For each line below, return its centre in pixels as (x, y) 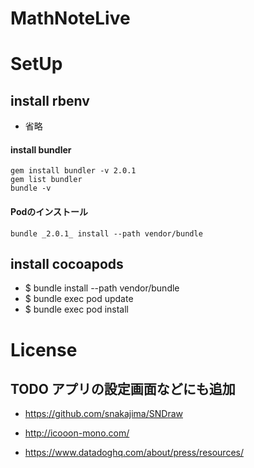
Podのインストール (49, 211)
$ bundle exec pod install (76, 309)
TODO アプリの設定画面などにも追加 (123, 388)
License (44, 349)
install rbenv (50, 100)
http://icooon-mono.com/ (77, 433)
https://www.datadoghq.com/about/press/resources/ (134, 453)
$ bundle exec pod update (79, 299)
